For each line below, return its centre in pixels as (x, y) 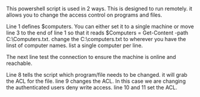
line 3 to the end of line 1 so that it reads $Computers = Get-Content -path (97, 33)
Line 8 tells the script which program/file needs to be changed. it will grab (97, 75)
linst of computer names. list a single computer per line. (75, 45)
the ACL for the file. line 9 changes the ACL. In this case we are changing (96, 81)
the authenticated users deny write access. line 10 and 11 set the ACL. (92, 87)
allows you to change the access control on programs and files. (84, 15)
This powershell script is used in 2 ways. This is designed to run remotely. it (99, 9)
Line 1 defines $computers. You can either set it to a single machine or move (100, 26)
